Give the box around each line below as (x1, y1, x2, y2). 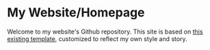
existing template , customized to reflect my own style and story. (7, 34, 187, 42)
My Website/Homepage (7, 5, 145, 21)
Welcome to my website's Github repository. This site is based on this (7, 27, 203, 36)
